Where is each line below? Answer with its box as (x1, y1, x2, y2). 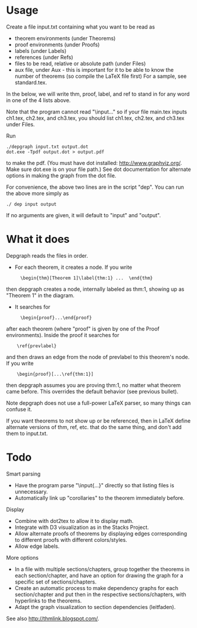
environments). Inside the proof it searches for (6, 331, 120, 338)
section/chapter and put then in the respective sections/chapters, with (14, 591, 186, 598)
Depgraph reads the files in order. (6, 252, 89, 259)
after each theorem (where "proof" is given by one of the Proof (6, 325, 160, 332)
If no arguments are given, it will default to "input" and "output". (6, 211, 162, 218)
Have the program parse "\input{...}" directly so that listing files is (14, 481, 175, 489)
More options (6, 554, 39, 561)
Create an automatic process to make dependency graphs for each (14, 584, 179, 591)
